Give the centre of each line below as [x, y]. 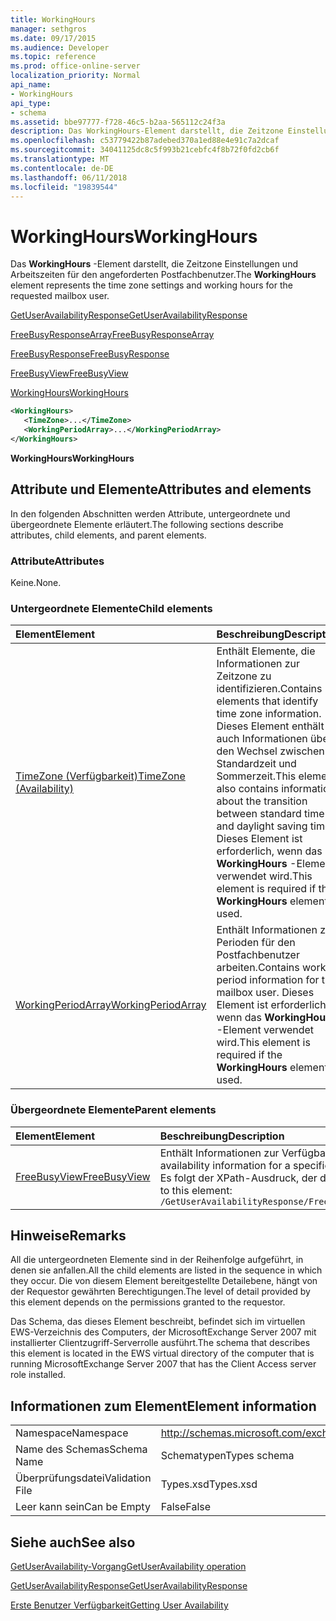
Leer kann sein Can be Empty [83, 1507]
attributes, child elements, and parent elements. [108, 535]
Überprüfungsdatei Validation [83, 1478]
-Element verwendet [265, 1030]
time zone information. [269, 714]
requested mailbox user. [60, 296]
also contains [247, 789]
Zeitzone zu [244, 676]
